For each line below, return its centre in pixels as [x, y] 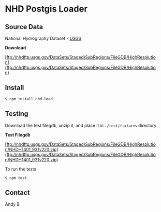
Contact [17, 193]
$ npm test [16, 178]
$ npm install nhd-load [29, 99]
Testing [17, 114]
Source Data [24, 27]
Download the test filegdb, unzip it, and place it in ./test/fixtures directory [81, 125]
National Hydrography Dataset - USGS [43, 38]
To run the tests [21, 169]
